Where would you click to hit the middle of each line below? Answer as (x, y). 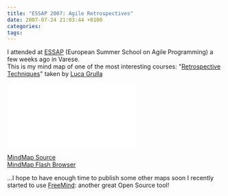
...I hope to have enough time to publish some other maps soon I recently (111, 178)
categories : (24, 26)
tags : (15, 33)
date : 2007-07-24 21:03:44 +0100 (55, 20)
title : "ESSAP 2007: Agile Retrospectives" (70, 13)
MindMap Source (32, 158)
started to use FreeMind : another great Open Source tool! (88, 185)
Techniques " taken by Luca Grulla (55, 74)
